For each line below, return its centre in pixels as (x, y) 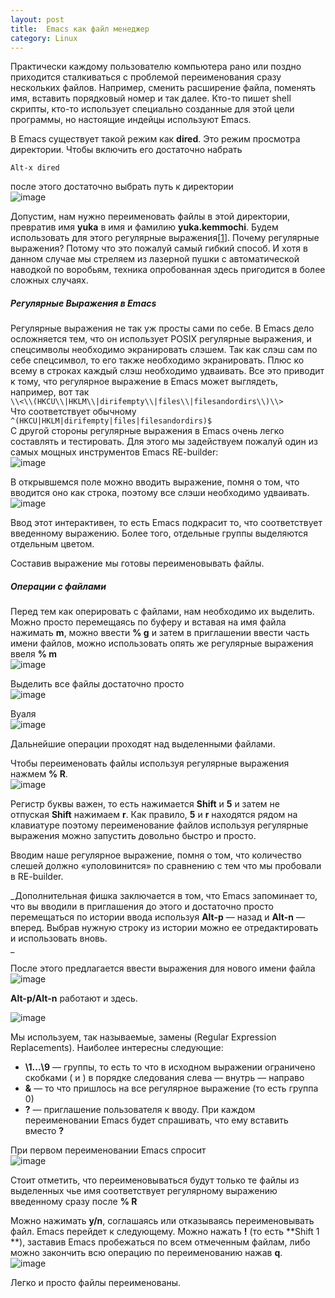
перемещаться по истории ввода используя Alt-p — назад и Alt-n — (157, 917)
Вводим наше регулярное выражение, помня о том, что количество (156, 855)
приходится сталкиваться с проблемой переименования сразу (146, 77)
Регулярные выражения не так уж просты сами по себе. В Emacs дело (162, 328)
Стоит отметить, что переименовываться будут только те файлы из (155, 1180)
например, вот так (50, 392)
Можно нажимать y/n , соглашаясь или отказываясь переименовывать (162, 1221)
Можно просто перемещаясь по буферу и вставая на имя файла (148, 622)
